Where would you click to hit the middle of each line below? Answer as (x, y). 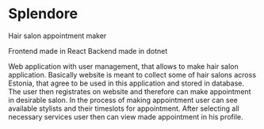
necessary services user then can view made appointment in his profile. (126, 116)
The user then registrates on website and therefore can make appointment (130, 91)
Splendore (43, 14)
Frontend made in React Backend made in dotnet (88, 51)
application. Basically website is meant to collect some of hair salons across (132, 74)
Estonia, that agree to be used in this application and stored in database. (126, 83)
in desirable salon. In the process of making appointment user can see (123, 100)
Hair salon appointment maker (57, 36)
